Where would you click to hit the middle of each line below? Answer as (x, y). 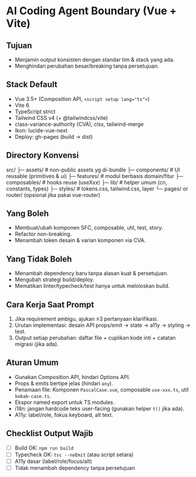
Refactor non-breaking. (43, 234)
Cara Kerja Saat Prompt (50, 305)
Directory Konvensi (42, 155)
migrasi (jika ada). (37, 344)
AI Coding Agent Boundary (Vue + (91, 11)
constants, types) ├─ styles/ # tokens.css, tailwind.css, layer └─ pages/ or (97, 189)
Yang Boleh (28, 214)
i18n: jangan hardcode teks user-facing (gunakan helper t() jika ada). (99, 408)
